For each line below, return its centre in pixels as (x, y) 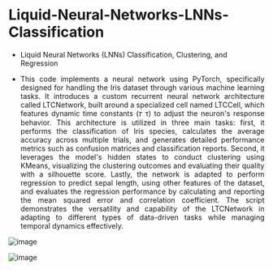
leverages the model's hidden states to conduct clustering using (142, 156)
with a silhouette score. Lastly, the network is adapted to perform (142, 174)
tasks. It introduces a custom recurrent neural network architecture (142, 96)
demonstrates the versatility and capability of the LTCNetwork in (142, 208)
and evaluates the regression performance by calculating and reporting (142, 191)
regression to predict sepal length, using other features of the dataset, (142, 182)
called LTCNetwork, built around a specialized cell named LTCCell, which (142, 105)
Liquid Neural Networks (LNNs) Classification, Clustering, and (123, 54)
